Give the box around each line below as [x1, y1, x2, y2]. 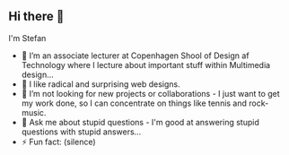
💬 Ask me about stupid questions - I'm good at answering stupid [21, 116, 259, 127]
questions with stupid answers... [21, 126, 142, 137]
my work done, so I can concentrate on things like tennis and [21, 98, 248, 108]
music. [21, 107, 47, 117]
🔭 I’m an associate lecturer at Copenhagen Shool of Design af [21, 50, 250, 61]
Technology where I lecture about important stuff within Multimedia [21, 59, 271, 70]
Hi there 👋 [8, 9, 65, 24]
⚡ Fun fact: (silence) [21, 136, 96, 147]
